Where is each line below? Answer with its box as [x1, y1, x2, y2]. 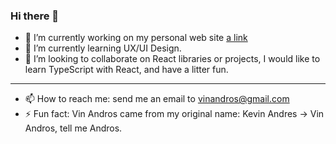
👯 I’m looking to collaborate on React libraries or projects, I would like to [24, 53, 321, 65]
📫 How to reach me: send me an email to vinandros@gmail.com [24, 93, 290, 105]
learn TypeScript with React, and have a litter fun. [24, 64, 229, 76]
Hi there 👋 [10, 9, 60, 23]
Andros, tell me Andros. [24, 122, 123, 134]
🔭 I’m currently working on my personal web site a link [24, 32, 248, 44]
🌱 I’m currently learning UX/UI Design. [24, 42, 182, 54]
